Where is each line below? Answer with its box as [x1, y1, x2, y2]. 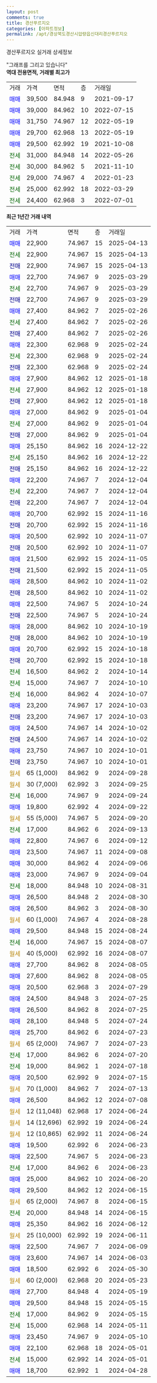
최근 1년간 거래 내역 [6, 213, 52, 220]
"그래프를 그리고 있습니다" [6, 61, 68, 69]
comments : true [6, 14, 45, 20]
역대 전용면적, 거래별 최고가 [6, 69, 70, 76]
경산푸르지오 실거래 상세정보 [6, 49, 73, 56]
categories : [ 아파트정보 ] [6, 25, 65, 32]
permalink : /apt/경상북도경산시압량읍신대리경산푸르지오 [6, 31, 128, 37]
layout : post [6, 8, 39, 15]
